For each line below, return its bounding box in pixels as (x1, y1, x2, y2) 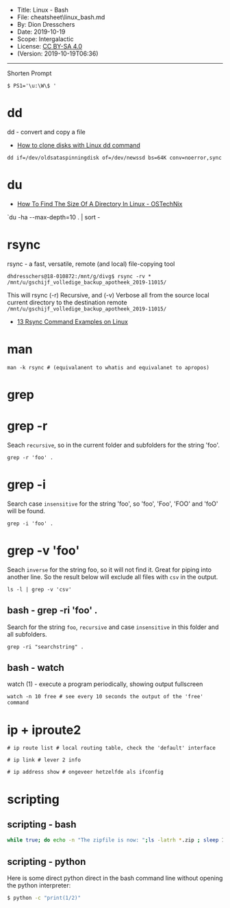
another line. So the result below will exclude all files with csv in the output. (7, 572, 218, 581)
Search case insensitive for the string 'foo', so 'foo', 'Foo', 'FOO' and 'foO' (7, 500, 218, 508)
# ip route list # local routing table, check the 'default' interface (7, 745, 216, 752)
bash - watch (7, 661, 65, 674)
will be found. (7, 506, 46, 515)
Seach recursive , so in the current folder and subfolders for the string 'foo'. (7, 441, 220, 449)
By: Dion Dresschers (16, 21, 75, 28)
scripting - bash (7, 818, 77, 830)
